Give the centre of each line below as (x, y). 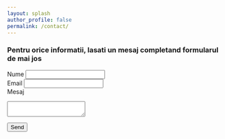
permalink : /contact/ (38, 26)
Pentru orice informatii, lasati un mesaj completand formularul (113, 50)
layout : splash (29, 13)
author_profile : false (39, 20)
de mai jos (25, 59)
